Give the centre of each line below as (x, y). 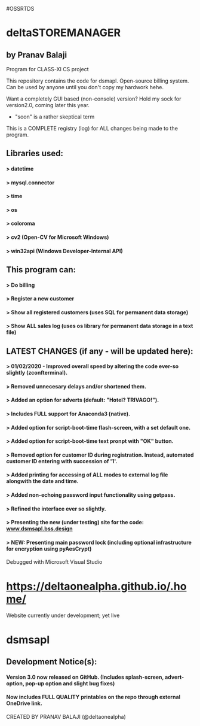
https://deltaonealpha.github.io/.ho (96, 586)
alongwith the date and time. (42, 481)
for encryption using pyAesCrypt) (49, 549)
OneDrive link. (24, 703)
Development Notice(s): (52, 662)
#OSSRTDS (20, 9)
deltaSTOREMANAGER (64, 33)
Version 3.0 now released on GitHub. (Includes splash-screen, (85, 677)
